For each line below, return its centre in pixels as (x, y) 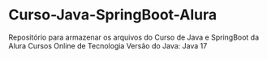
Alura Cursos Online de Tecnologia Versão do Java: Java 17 (108, 45)
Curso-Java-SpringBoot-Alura (113, 15)
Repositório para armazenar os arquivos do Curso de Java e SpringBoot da (134, 37)
